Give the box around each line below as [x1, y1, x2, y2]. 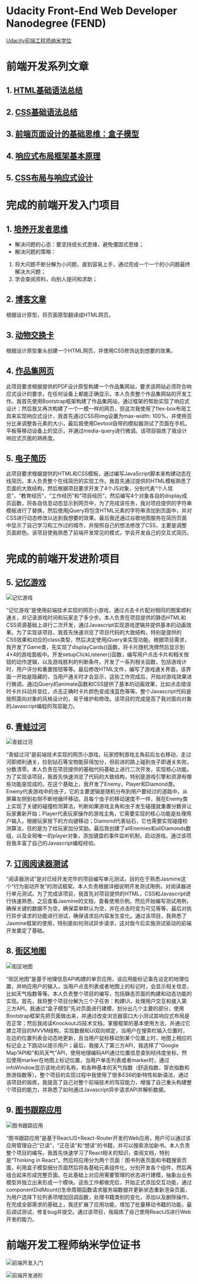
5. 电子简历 [6, 453, 46, 463]
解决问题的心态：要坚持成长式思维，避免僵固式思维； [14, 241, 144, 248]
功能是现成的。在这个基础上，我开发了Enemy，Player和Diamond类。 [11, 781, 179, 788]
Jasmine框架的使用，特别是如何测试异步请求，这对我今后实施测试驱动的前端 [6, 920, 192, 927]
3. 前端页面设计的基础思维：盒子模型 [6, 129, 140, 139]
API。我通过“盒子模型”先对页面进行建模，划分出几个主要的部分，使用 [16, 1005, 184, 1012]
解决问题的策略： [14, 248, 57, 255]
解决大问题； [14, 268, 46, 275]
